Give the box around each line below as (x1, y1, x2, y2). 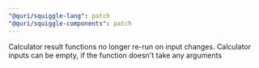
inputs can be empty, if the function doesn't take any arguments (8, 50, 223, 60)
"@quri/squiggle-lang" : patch (8, 11, 111, 20)
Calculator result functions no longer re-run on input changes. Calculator (8, 41, 252, 51)
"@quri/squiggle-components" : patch (8, 19, 132, 28)
